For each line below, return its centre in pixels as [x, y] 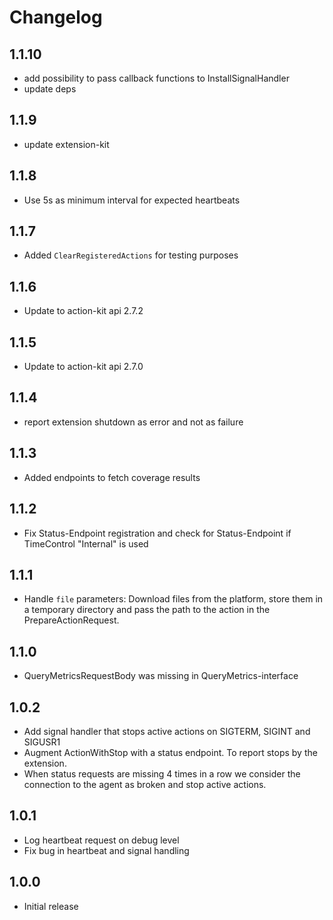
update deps [50, 89]
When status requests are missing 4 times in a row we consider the [162, 773]
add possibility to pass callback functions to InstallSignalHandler [156, 78]
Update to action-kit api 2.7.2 [83, 311]
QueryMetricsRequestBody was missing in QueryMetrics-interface [161, 676]
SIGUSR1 [42, 742]
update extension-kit [66, 144]
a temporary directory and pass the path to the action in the [147, 610]
